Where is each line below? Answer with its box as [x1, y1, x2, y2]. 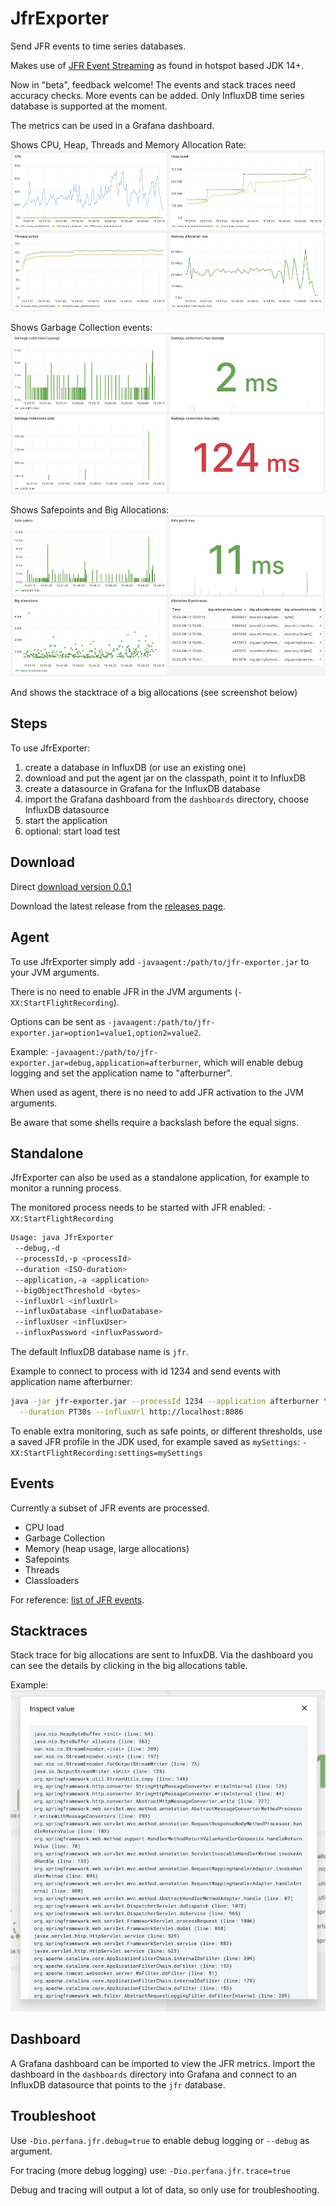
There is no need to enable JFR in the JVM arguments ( [10, 985, 238, 997]
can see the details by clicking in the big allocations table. [10, 1660, 248, 1672]
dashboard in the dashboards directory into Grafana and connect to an [10, 2068, 298, 2080]
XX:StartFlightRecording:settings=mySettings [10, 1448, 203, 1458]
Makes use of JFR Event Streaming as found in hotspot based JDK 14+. [10, 59, 305, 71]
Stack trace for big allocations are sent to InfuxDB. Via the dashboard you [10, 1649, 313, 1661]
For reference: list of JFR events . [10, 1593, 145, 1606]
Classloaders [24, 1574, 80, 1586]
